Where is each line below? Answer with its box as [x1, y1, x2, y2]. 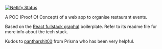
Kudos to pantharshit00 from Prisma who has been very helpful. [5, 38, 135, 44]
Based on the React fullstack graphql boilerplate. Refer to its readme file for [5, 24, 157, 29]
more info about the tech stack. [5, 29, 69, 34]
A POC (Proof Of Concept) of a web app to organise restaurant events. [5, 14, 148, 20]
